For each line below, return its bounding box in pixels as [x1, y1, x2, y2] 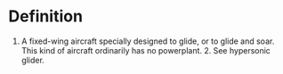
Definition [8, 6, 84, 27]
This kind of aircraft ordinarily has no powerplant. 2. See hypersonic [20, 45, 271, 55]
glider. [20, 54, 45, 65]
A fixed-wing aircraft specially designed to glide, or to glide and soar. [20, 36, 275, 46]
